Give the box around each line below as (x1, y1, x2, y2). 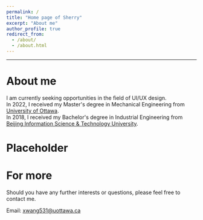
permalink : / (6, 8, 39, 15)
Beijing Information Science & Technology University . (6, 120, 138, 127)
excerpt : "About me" (6, 20, 59, 26)
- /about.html (11, 43, 47, 49)
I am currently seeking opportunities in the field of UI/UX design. (6, 94, 167, 102)
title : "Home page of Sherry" (6, 15, 83, 21)
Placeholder (6, 141, 68, 155)
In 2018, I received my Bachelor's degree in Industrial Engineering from (6, 113, 183, 121)
